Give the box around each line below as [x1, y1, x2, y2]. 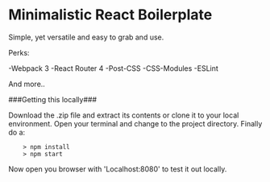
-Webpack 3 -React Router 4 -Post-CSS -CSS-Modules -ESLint [8, 63, 219, 73]
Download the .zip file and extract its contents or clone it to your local [8, 110, 239, 120]
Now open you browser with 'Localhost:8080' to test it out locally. [8, 163, 227, 174]
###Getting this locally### [8, 94, 98, 104]
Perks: [8, 48, 30, 57]
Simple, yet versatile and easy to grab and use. [8, 32, 164, 42]
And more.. [8, 79, 46, 89]
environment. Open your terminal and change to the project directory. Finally [8, 118, 263, 128]
